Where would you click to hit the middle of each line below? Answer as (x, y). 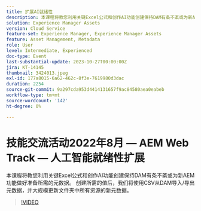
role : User (20, 45)
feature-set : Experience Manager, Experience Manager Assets (84, 34)
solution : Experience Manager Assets (53, 23)
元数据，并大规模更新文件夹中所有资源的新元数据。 (69, 190)
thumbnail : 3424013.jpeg (37, 73)
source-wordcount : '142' (37, 100)
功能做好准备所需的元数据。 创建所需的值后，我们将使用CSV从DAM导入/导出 (100, 183)
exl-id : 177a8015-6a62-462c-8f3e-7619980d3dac (65, 78)
